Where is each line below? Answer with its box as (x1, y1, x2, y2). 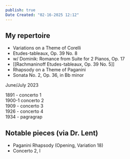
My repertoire (5, 31, 50, 40)
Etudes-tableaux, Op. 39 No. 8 (12, 50, 78, 56)
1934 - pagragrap (5, 114, 43, 120)
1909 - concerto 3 (5, 103, 44, 109)
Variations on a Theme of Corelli (12, 45, 81, 51)
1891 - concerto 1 (5, 92, 42, 98)
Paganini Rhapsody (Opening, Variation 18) (12, 142, 104, 149)
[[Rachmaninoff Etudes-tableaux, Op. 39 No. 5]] (12, 61, 115, 67)
